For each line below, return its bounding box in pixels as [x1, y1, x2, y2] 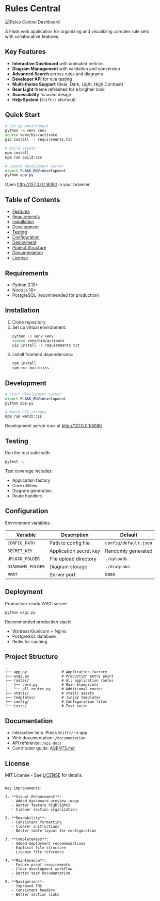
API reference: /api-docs [12, 740, 62, 746]
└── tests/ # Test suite [5, 704, 88, 709]
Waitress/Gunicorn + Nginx [12, 628, 66, 634]
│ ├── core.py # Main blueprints [5, 682, 98, 687]
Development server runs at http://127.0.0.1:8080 [5, 423, 102, 429]
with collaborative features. [5, 34, 60, 39]
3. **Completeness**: [5, 836, 49, 842]
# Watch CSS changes [5, 409, 47, 414]
